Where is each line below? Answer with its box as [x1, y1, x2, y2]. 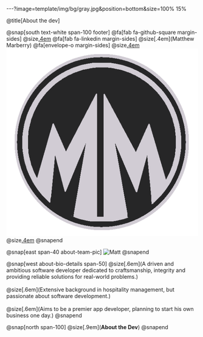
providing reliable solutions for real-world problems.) [6, 273, 139, 281]
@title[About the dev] [6, 17, 60, 24]
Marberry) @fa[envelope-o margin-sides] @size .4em [6, 42, 140, 49]
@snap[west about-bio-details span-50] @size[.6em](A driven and [6, 260, 174, 268]
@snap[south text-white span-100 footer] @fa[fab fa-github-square [6, 29, 176, 36]
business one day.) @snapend [6, 312, 82, 319]
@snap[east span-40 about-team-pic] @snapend [6, 248, 150, 256]
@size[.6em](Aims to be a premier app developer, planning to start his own [6, 305, 194, 313]
